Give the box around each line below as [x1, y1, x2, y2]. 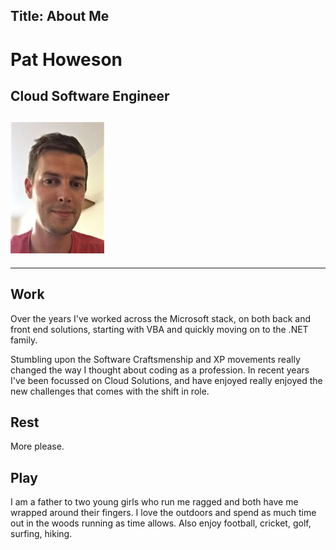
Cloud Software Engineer [10, 87, 170, 104]
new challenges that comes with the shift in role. [10, 385, 210, 397]
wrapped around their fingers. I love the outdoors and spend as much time [10, 507, 317, 519]
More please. [10, 440, 65, 453]
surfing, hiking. [10, 528, 73, 540]
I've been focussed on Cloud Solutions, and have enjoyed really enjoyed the [10, 374, 323, 386]
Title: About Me [10, 8, 110, 25]
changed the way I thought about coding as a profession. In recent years [10, 364, 310, 376]
